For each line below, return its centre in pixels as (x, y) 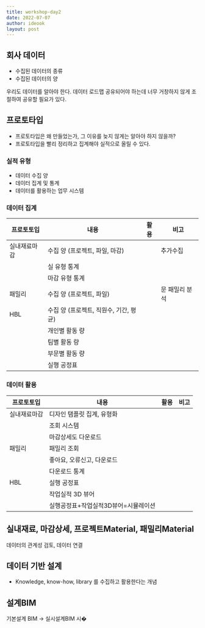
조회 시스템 (64, 426)
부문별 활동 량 (67, 354)
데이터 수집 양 (31, 176)
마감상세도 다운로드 (75, 437)
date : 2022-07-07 (28, 18)
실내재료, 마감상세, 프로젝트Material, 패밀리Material (100, 529)
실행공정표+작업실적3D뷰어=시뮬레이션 (102, 505)
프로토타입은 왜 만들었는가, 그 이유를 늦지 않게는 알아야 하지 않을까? (95, 136)
